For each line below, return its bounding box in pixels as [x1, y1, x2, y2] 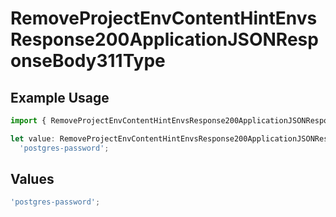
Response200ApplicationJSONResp [10, 28, 319, 51]
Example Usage [10, 89, 110, 106]
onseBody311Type [10, 50, 166, 72]
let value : [10, 133, 56, 144]
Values [10, 171, 55, 188]
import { [10, 116, 47, 126]
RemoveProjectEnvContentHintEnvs [10, 7, 318, 30]
